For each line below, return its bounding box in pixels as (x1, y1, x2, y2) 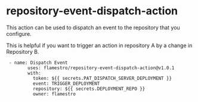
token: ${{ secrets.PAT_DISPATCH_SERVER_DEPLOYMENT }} (32, 75, 172, 81)
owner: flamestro (32, 91, 76, 97)
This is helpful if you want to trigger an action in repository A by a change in (6, 42, 193, 49)
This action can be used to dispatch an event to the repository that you (6, 24, 180, 31)
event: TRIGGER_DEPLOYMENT (32, 81, 100, 86)
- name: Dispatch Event (8, 60, 68, 66)
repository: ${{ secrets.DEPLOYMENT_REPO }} (32, 85, 146, 92)
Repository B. (6, 48, 40, 55)
